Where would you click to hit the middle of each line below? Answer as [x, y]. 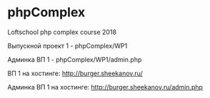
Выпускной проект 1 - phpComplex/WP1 [67, 45]
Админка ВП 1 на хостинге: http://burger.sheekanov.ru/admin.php [105, 87]
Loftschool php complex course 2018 [62, 32]
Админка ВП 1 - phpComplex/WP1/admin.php [75, 59]
